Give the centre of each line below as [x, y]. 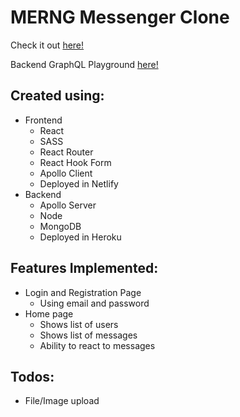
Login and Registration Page [83, 292]
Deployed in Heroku [80, 237]
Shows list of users [79, 324]
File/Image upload [62, 401]
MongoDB [60, 226]
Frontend [43, 120]
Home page [49, 313]
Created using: [57, 96]
